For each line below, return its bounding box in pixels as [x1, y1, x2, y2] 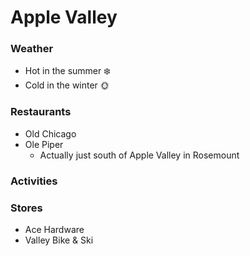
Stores [10, 201, 43, 215]
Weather [10, 42, 54, 56]
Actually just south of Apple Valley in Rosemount [39, 149, 240, 161]
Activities [10, 174, 58, 188]
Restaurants [10, 105, 72, 119]
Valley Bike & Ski [24, 234, 94, 246]
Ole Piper [24, 138, 64, 150]
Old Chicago [24, 127, 77, 140]
